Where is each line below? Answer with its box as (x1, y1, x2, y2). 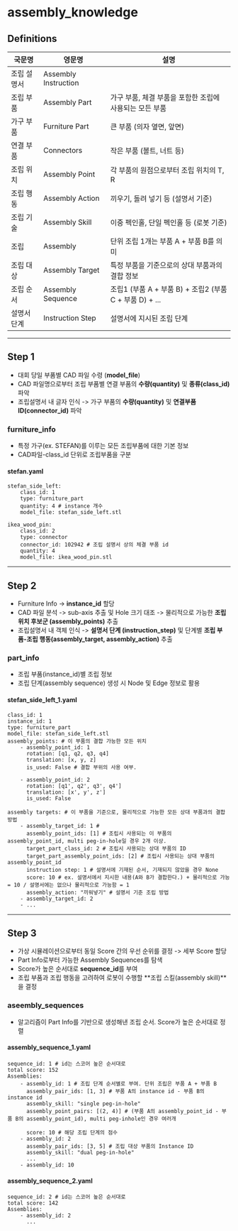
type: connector (20, 534, 69, 541)
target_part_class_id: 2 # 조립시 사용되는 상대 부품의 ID (25, 845, 186, 852)
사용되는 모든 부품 (110, 104, 166, 113)
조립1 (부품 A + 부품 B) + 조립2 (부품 (110, 285, 227, 294)
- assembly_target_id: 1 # (20, 822, 100, 829)
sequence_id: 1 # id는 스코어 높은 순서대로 (7, 1060, 126, 1067)
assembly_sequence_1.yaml (7, 1043, 91, 1051)
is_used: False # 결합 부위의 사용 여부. (25, 764, 137, 771)
